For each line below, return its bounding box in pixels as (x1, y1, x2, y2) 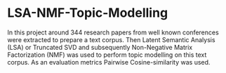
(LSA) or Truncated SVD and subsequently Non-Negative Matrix (7, 43, 193, 51)
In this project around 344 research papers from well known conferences (7, 28, 219, 36)
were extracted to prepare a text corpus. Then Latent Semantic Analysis (7, 35, 215, 44)
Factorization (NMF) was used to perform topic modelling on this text (7, 51, 207, 59)
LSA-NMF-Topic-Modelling (7, 5, 168, 21)
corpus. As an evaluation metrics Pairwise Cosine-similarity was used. (7, 58, 211, 66)
